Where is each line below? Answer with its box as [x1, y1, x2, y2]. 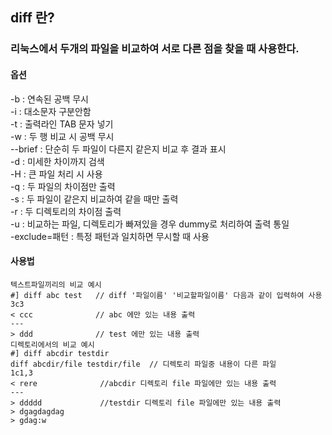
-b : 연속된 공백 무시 [10, 93, 89, 105]
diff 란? [10, 9, 55, 27]
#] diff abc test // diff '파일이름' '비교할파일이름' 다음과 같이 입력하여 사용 [10, 290, 323, 300]
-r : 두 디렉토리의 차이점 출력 [10, 205, 122, 217]
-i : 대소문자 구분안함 [10, 105, 92, 117]
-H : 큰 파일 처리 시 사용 [10, 168, 103, 180]
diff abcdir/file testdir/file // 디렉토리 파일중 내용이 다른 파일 [10, 359, 277, 369]
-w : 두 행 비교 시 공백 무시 [10, 130, 115, 142]
